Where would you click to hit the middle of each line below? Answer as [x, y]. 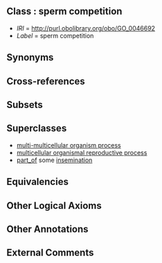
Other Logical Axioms [54, 206]
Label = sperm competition [55, 35]
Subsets [25, 105]
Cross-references [46, 81]
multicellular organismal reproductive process [82, 152]
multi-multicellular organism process [69, 145]
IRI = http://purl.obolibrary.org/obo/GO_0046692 [86, 28]
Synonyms [30, 57]
